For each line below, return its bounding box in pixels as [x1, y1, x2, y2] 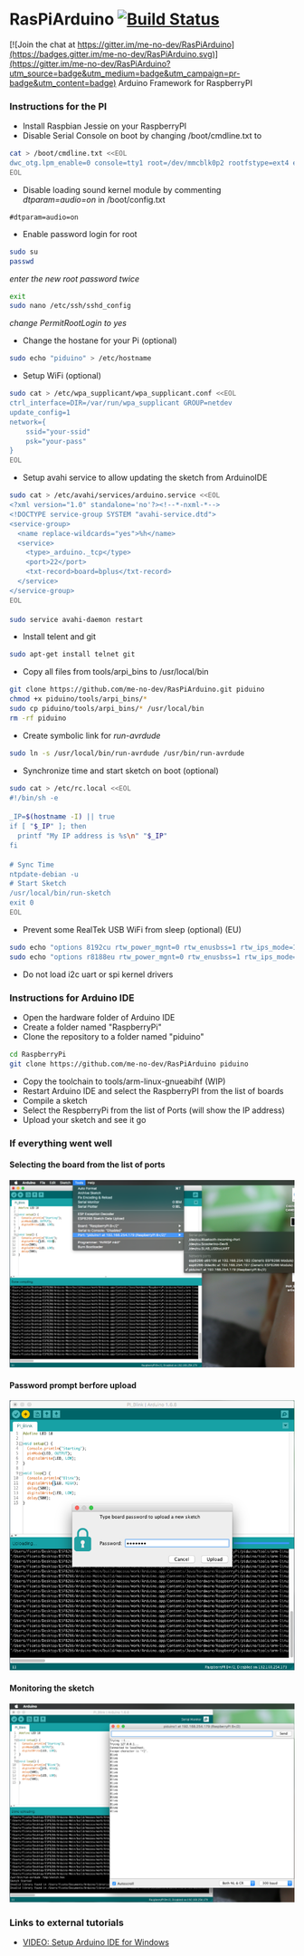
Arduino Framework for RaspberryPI [118, 77, 253, 88]
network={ [9, 417, 47, 427]
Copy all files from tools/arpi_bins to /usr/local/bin [22, 666, 209, 677]
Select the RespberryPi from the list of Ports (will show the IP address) [22, 1105, 285, 1116]
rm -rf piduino [9, 714, 67, 723]
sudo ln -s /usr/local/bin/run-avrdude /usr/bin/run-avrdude [9, 748, 245, 758]
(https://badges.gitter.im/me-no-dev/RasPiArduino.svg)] [9, 48, 219, 59]
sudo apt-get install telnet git [9, 650, 136, 659]
